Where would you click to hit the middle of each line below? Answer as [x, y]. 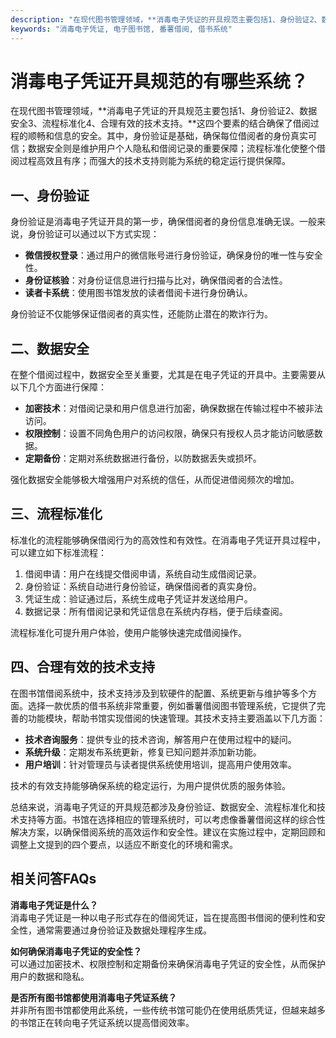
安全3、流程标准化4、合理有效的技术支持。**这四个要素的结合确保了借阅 [160, 123]
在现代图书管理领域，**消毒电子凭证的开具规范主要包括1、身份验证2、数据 [164, 111]
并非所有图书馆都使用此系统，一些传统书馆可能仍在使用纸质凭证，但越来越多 [168, 1010]
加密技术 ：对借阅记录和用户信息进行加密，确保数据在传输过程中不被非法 [173, 408]
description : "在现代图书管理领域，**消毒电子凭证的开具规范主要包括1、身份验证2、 [166, 19]
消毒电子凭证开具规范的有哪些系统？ [159, 81]
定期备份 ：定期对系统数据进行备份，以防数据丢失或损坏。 [143, 458]
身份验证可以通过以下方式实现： [93, 234]
